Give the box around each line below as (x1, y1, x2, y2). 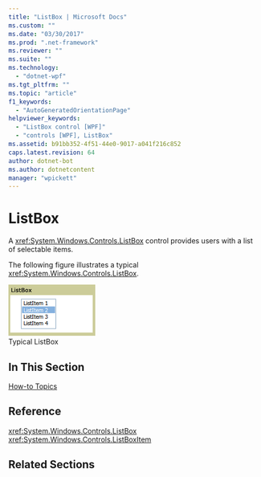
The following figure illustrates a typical (8, 260, 139, 270)
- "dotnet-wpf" (15, 72, 67, 80)
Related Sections (8, 458, 95, 471)
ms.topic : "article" (8, 89, 78, 97)
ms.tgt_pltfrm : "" (8, 80, 70, 88)
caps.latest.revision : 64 (8, 149, 95, 157)
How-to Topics (8, 381, 58, 391)
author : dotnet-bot (8, 157, 74, 165)
